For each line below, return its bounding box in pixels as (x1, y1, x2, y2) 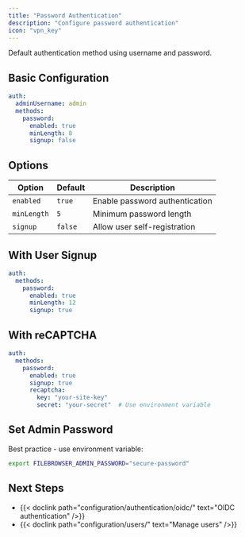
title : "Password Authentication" (8, 11, 123, 20)
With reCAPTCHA (8, 328, 98, 342)
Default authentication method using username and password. (8, 48, 212, 58)
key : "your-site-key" (36, 394, 109, 402)
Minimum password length (92, 208, 192, 219)
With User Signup (8, 248, 98, 262)
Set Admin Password (8, 423, 113, 437)
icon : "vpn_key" (8, 26, 62, 34)
